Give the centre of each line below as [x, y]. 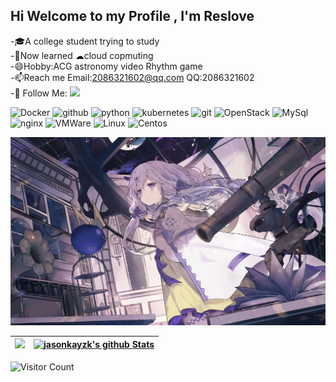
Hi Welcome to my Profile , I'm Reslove [132, 16]
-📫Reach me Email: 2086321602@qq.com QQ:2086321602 [132, 77]
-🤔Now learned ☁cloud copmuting [82, 55]
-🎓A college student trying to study [85, 41]
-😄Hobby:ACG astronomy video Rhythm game [106, 66]
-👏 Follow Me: [39, 93]
